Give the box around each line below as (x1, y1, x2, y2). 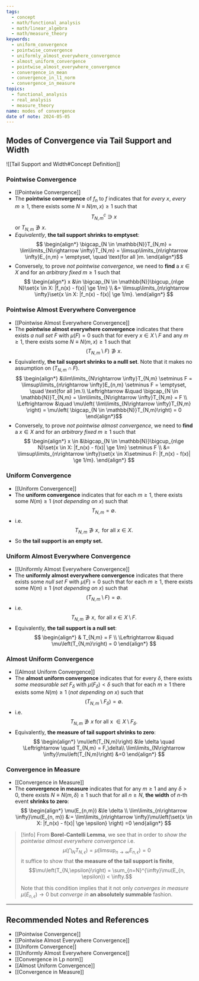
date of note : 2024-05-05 (6, 113, 70, 119)
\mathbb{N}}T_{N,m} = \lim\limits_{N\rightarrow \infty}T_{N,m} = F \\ (20, 394, 188, 401)
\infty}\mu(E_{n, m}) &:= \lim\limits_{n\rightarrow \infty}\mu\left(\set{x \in (15, 814, 192, 821)
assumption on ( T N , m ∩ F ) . (14, 364, 80, 373)
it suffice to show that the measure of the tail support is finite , (20, 857, 175, 864)
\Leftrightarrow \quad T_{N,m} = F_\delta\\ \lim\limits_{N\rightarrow (23, 744, 185, 751)
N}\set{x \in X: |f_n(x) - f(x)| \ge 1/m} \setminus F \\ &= (37, 444, 171, 451)
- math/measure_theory (11, 31, 68, 37)
